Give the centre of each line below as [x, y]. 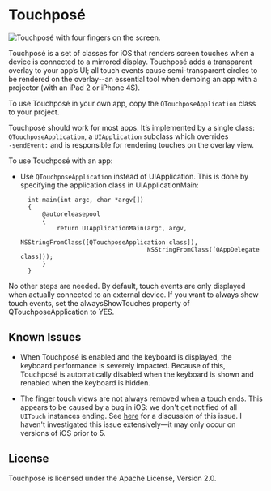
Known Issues [45, 337]
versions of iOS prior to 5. [63, 433]
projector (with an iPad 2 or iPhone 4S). [74, 88]
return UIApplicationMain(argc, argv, [122, 228]
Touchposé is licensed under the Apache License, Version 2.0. [112, 478]
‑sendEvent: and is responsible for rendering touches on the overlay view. [131, 144]
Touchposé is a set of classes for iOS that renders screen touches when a [131, 53]
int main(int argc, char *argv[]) [86, 200]
